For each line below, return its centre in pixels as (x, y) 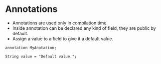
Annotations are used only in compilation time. (60, 23)
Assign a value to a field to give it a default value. (63, 39)
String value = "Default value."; (41, 56)
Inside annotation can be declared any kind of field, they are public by (84, 28)
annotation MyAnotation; (31, 48)
